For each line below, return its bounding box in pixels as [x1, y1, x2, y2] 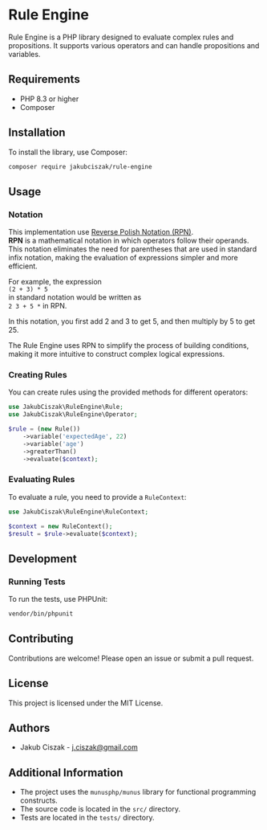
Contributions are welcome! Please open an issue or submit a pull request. [8, 653, 254, 663]
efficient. [8, 261, 38, 271]
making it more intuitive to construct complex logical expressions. [8, 350, 225, 359]
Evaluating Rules [8, 474, 75, 485]
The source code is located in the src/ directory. [19, 804, 181, 814]
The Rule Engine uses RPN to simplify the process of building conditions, [8, 341, 249, 350]
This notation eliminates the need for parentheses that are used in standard [8, 244, 257, 254]
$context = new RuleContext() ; [8, 522, 113, 530]
